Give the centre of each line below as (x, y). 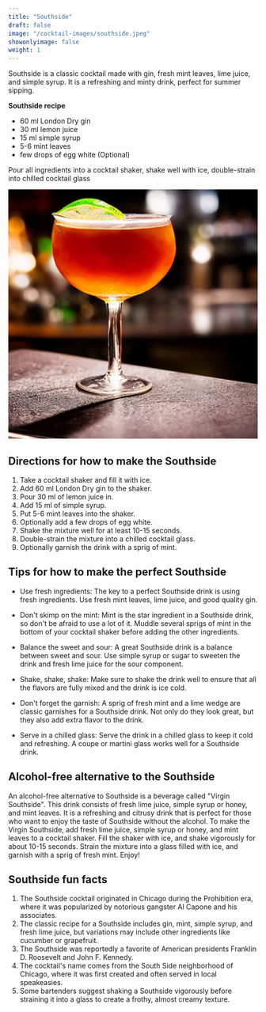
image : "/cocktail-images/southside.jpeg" (79, 33)
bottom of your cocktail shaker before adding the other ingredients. (129, 631)
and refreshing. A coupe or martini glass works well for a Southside (129, 743)
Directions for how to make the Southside (112, 461)
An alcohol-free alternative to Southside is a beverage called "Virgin (119, 796)
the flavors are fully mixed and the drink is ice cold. (103, 688)
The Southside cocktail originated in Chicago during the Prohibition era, (136, 899)
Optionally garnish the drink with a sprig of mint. (98, 547)
